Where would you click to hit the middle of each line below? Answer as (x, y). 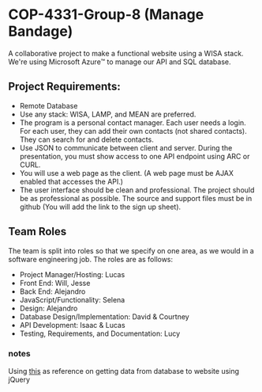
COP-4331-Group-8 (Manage (106, 15)
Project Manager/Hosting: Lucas (72, 274)
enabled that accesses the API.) (71, 181)
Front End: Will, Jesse (55, 283)
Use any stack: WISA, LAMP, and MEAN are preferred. (108, 114)
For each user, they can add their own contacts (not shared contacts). (133, 131)
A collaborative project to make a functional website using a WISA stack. (126, 53)
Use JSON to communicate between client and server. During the (126, 147)
